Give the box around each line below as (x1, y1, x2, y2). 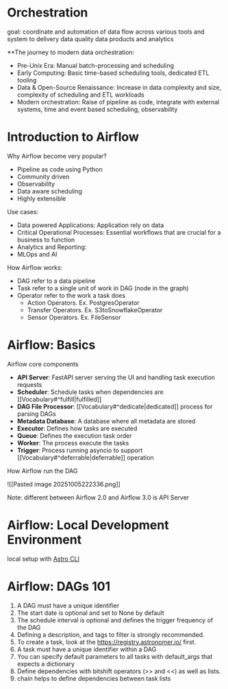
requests (16, 380, 42, 388)
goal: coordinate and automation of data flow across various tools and (7, 27, 205, 36)
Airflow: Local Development (7, 517, 169, 533)
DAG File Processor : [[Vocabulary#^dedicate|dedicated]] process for (16, 402, 213, 410)
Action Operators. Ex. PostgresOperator (27, 299, 140, 307)
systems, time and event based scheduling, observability (16, 105, 178, 113)
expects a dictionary (16, 659, 75, 668)
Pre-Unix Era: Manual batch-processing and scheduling (16, 61, 175, 69)
